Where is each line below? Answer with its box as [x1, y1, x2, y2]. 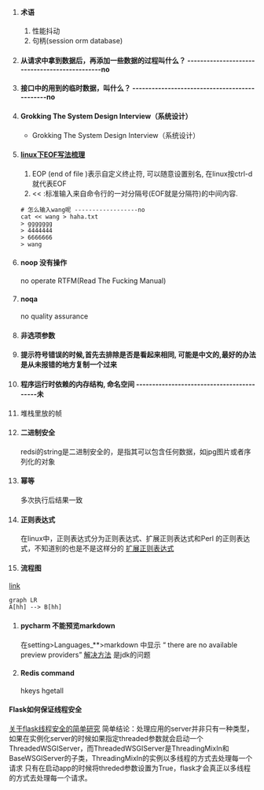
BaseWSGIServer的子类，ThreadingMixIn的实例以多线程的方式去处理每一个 [9, 754, 253, 763]
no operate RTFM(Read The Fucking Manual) [20, 276, 167, 285]
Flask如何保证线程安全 [9, 705, 82, 714]
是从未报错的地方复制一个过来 [20, 360, 117, 370]
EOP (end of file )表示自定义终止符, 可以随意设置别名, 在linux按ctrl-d [31, 169, 253, 178]
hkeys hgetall [20, 686, 64, 695]
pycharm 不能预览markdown [20, 621, 115, 630]
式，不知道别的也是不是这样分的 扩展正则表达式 [20, 544, 174, 553]
